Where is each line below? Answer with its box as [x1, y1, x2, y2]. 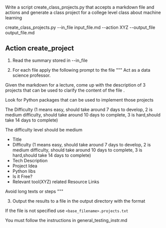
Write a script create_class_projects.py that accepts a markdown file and [5, 4, 155, 10]
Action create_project [5, 44, 74, 53]
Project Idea [12, 163, 37, 169]
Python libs [12, 168, 36, 174]
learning [5, 15, 22, 20]
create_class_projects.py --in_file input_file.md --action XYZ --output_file [5, 24, 156, 30]
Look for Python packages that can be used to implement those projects [5, 97, 154, 103]
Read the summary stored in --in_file [12, 57, 88, 63]
